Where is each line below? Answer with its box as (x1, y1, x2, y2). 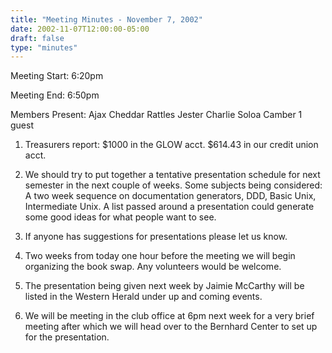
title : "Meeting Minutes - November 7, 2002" (10, 14, 203, 25)
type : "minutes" (10, 42, 78, 53)
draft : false (10, 33, 65, 43)
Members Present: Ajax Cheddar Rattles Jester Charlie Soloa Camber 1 (10, 109, 303, 121)
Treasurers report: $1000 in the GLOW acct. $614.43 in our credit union (24, 139, 319, 151)
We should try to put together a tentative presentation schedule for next (24, 169, 321, 181)
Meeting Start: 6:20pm (10, 70, 104, 82)
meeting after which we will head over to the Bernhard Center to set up (24, 321, 318, 333)
